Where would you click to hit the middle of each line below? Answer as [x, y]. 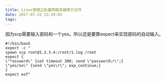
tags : [11, 19]
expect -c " [18, 48]
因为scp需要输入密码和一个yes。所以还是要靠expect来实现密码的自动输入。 [84, 34]
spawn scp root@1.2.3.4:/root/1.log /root [51, 53]
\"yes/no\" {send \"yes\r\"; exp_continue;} [53, 66]
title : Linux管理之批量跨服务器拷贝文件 [44, 10]
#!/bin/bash [18, 44]
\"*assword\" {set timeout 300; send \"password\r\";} [64, 61]
